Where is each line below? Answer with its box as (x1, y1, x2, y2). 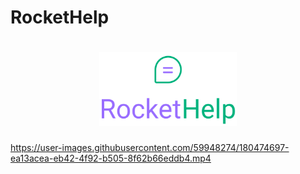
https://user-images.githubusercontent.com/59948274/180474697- (10, 141, 290, 153)
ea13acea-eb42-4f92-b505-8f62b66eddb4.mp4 (10, 152, 212, 164)
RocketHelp (10, 6, 110, 29)
